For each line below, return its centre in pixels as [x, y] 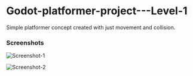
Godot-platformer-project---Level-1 [97, 11]
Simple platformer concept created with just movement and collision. [91, 27]
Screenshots [25, 43]
